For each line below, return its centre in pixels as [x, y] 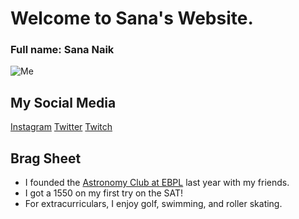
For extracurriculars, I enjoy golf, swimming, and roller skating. [153, 204]
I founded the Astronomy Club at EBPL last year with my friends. [157, 183]
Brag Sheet [46, 158]
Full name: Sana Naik [62, 50]
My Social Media [63, 102]
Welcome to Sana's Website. [132, 18]
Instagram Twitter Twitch [61, 127]
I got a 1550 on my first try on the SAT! [104, 193]
